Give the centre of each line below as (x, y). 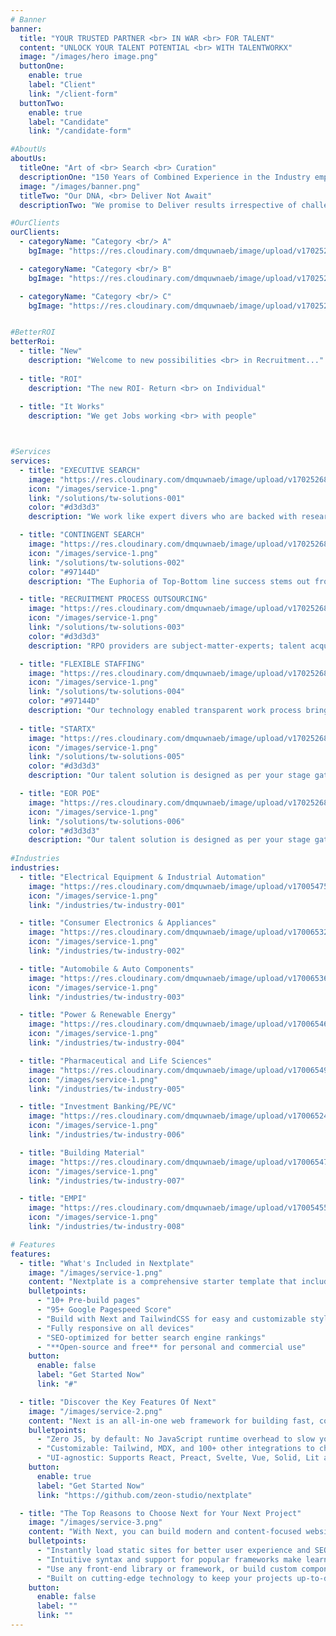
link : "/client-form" (73, 94)
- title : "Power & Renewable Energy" (98, 1015)
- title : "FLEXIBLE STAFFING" (82, 664)
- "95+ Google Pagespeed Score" (104, 1310)
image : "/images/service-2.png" (95, 1411)
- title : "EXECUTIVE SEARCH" (80, 470)
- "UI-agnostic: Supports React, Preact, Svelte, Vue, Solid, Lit (178, 1458)
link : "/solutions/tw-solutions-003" (107, 627)
